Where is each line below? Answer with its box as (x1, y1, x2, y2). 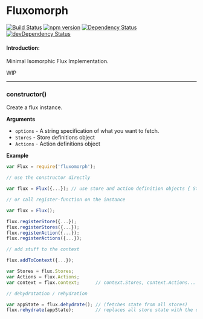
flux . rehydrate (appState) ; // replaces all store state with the (6, 307, 193, 313)
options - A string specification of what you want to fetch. (14, 127, 159, 135)
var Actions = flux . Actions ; (6, 274, 80, 280)
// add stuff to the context (6, 246, 80, 252)
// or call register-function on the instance (6, 196, 126, 203)
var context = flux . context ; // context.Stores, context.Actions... (6, 280, 196, 286)
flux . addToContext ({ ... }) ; (6, 257, 74, 264)
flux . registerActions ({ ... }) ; (6, 235, 83, 241)
